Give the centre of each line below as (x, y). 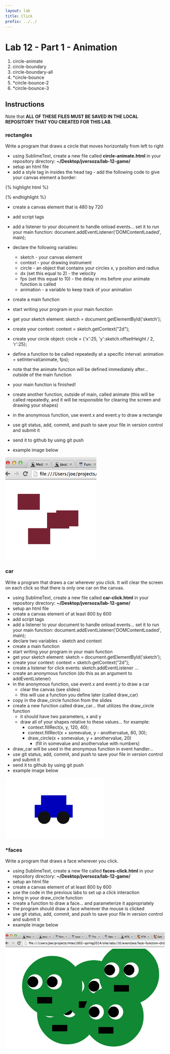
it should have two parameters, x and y (61, 716)
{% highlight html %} (27, 188)
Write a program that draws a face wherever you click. (62, 861)
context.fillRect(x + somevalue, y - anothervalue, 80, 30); (87, 732)
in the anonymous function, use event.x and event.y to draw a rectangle (88, 415)
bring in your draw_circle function (48, 898)
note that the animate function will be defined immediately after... (80, 369)
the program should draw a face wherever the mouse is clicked (78, 909)
